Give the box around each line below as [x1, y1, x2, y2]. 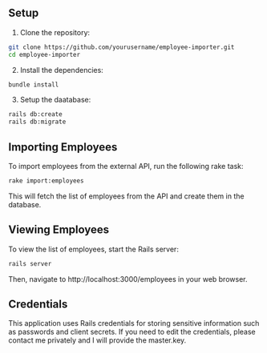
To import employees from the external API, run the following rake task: [8, 162, 244, 170]
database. [8, 199, 42, 209]
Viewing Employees [8, 223, 110, 237]
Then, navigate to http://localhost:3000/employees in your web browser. [8, 274, 248, 283]
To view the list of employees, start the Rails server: [8, 244, 179, 254]
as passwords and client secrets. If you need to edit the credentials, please [8, 327, 257, 337]
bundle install [8, 80, 59, 89]
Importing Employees [8, 140, 118, 154]
